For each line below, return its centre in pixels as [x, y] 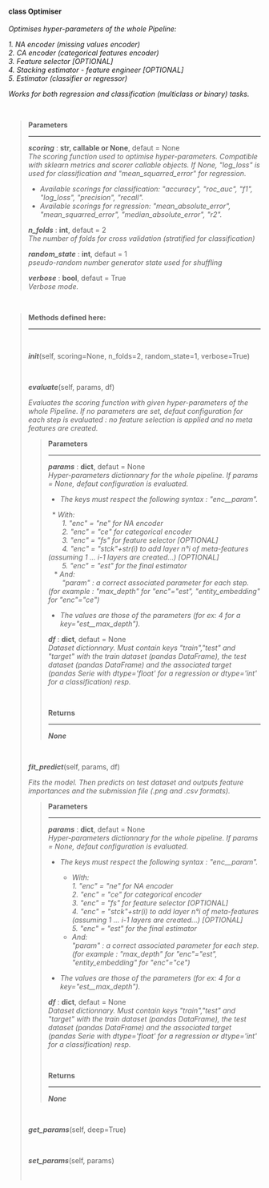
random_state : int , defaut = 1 [78, 254]
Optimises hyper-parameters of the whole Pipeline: [92, 29]
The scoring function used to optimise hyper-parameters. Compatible [143, 157]
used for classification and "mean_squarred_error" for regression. [137, 174]
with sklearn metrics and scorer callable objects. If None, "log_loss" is [144, 165]
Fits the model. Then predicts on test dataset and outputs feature [136, 783]
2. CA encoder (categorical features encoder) [84, 53]
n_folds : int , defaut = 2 [67, 230]
